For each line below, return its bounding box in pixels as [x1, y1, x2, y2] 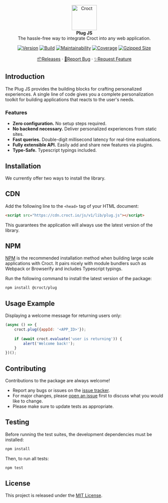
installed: [5, 437, 24, 443]
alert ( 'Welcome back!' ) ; [23, 341, 75, 346]
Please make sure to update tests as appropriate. [12, 403, 114, 409]
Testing [5, 418, 30, 427]
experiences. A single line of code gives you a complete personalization [5, 91, 154, 97]
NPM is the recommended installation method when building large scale [5, 255, 154, 261]
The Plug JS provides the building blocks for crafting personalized [5, 86, 142, 92]
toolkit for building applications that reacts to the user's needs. [5, 96, 134, 103]
